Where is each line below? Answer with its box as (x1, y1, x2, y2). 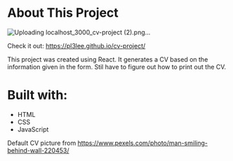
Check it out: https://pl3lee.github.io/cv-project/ (7, 41, 146, 50)
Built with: (7, 87, 68, 103)
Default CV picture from (7, 139, 76, 147)
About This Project (7, 5, 119, 21)
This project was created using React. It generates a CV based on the (7, 55, 208, 64)
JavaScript (17, 125, 49, 134)
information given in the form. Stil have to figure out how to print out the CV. (7, 62, 227, 71)
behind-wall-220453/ (7, 146, 69, 155)
